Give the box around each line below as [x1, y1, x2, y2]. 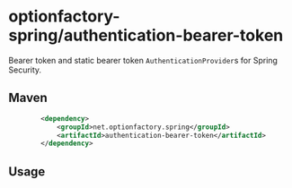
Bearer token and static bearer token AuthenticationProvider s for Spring [8, 55, 278, 65]
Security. [8, 64, 42, 75]
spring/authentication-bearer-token [8, 25, 284, 46]
